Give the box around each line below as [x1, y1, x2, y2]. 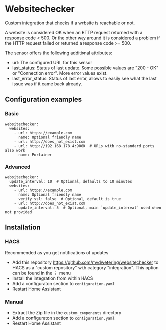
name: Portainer [18, 152, 52, 157]
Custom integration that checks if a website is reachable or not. [5, 20, 135, 26]
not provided [5, 209, 32, 215]
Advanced [5, 164, 31, 170]
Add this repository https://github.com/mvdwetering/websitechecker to [12, 259, 159, 265]
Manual [5, 298, 24, 305]
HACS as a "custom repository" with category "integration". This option [12, 264, 159, 270]
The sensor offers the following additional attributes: [5, 50, 113, 56]
